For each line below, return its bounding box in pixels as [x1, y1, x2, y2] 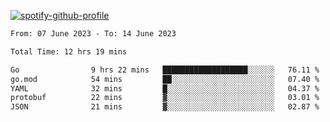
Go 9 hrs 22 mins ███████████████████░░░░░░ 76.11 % [10, 65, 320, 75]
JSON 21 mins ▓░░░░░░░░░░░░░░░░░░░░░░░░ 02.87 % [10, 102, 320, 112]
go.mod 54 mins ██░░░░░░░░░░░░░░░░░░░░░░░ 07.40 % [10, 74, 320, 84]
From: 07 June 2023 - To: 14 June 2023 [10, 29, 177, 39]
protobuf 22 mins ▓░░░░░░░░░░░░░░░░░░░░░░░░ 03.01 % [10, 93, 320, 103]
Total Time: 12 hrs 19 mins [10, 46, 128, 57]
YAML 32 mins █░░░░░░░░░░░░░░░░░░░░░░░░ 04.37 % [10, 83, 320, 94]
